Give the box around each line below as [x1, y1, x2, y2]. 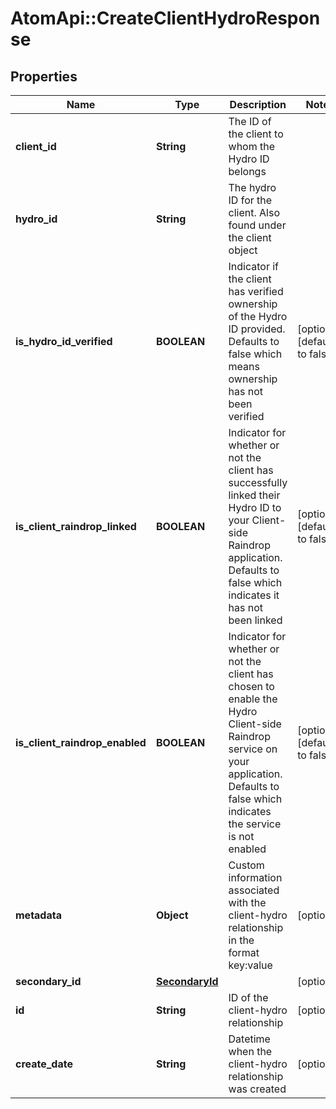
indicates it [228, 588, 280, 602]
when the [228, 1045, 273, 1058]
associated [228, 883, 280, 897]
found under [228, 218, 287, 232]
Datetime [228, 1032, 271, 1046]
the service [228, 817, 282, 831]
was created [228, 1082, 287, 1096]
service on [228, 742, 278, 756]
